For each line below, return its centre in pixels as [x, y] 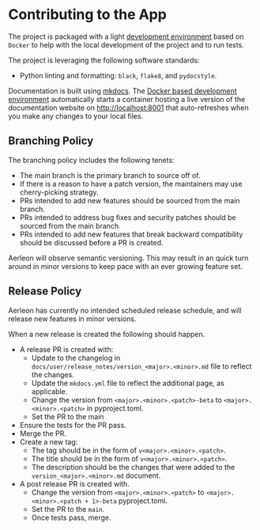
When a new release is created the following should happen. [107, 334]
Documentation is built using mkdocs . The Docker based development [122, 91]
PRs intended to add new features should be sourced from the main [130, 200]
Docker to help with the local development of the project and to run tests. [126, 44]
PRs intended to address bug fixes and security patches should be [128, 217]
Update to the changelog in [76, 358]
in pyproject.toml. [115, 408]
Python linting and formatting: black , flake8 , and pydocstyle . [118, 75]
